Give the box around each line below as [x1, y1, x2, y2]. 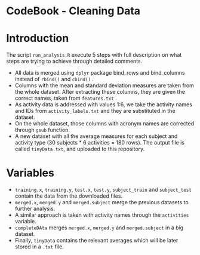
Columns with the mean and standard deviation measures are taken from [14, 82, 194, 89]
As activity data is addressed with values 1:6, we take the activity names [14, 101, 193, 108]
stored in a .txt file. [14, 243, 64, 250]
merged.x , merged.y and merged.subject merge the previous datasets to [14, 199, 189, 206]
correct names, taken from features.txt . [14, 94, 118, 102]
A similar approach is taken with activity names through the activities [14, 211, 189, 219]
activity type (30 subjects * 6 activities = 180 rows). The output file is [14, 139, 185, 146]
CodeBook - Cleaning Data [6, 4, 141, 18]
